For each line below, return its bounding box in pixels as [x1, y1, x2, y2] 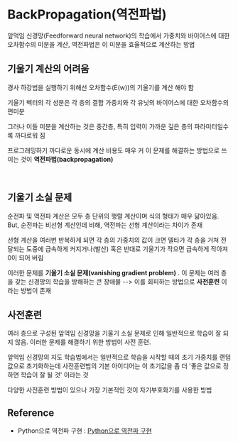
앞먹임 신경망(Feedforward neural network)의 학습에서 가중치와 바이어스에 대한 [7, 31, 230, 40]
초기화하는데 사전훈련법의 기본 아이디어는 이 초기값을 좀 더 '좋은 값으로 [26, 362, 222, 370]
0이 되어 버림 [7, 253, 44, 262]
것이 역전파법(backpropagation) [20, 155, 114, 163]
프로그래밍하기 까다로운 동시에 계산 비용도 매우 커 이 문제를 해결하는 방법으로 [7, 146, 220, 155]
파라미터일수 [194, 122, 229, 131]
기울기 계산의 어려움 [7, 63, 90, 75]
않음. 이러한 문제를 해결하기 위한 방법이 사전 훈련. [14, 338, 151, 346]
